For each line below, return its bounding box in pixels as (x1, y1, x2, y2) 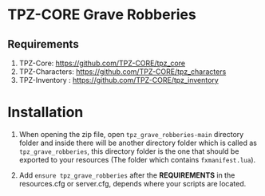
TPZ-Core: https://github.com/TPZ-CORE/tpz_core (18, 58, 185, 68)
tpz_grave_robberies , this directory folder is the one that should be (18, 146, 239, 156)
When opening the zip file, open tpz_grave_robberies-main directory (18, 129, 244, 139)
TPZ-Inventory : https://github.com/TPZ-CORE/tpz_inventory (18, 76, 219, 84)
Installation (7, 104, 84, 121)
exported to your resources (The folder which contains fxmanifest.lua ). (18, 155, 256, 164)
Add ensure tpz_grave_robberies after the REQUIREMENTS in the (18, 170, 235, 180)
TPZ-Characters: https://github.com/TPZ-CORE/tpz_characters (18, 67, 227, 76)
